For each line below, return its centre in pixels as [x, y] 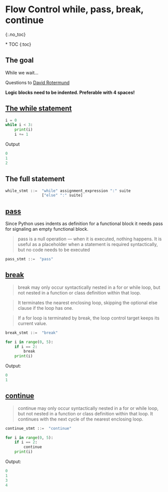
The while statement [39, 108]
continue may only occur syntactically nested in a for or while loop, [88, 408]
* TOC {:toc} [18, 44]
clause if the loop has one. [46, 308]
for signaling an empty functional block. [47, 229]
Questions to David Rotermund [37, 82]
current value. [32, 323]
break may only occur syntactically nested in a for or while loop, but [89, 287]
